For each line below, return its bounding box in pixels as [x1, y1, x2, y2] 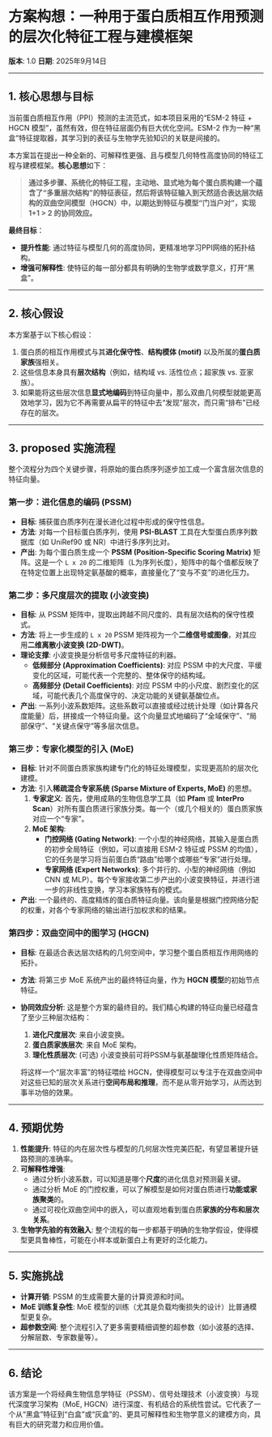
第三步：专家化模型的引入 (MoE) [8, 743, 134, 754]
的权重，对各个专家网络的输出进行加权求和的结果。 [19, 905, 191, 915]
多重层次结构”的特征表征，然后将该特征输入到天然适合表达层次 [46, 187, 257, 197]
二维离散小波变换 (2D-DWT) [27, 640, 121, 650]
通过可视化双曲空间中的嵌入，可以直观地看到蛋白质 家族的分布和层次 [32, 1205, 260, 1215]
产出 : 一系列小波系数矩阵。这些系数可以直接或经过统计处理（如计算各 [19, 701, 252, 710]
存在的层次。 [19, 407, 63, 418]
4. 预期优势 [8, 1121, 64, 1135]
